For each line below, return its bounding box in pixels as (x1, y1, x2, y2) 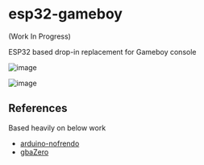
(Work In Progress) (8, 31, 71, 41)
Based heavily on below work (8, 122, 106, 133)
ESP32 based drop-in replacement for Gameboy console (8, 47, 197, 56)
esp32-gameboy (8, 5, 123, 23)
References (8, 101, 68, 115)
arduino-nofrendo (19, 138, 80, 148)
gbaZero (19, 146, 49, 157)
